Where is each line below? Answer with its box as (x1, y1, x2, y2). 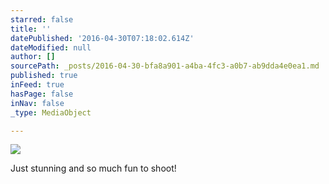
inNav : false (10, 98, 65, 108)
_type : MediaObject (10, 107, 92, 118)
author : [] (10, 52, 56, 62)
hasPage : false (10, 89, 74, 99)
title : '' (10, 24, 52, 34)
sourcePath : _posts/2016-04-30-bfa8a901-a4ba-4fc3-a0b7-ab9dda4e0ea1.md (10, 61, 320, 71)
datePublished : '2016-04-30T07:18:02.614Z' (10, 33, 195, 43)
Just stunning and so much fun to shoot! (10, 162, 177, 175)
